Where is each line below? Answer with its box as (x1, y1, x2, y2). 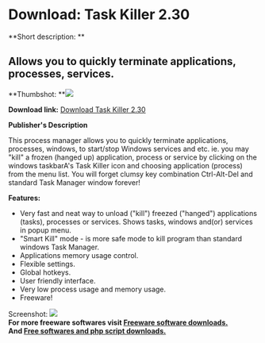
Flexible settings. (19, 259, 75, 268)
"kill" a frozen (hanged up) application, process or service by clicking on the (8, 152, 258, 162)
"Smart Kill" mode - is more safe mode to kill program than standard (19, 233, 242, 243)
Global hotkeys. (19, 268, 71, 277)
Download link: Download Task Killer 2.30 (8, 105, 146, 114)
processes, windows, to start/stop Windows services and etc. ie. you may (8, 144, 250, 153)
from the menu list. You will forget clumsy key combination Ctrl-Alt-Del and (8, 169, 253, 179)
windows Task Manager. (19, 242, 100, 252)
